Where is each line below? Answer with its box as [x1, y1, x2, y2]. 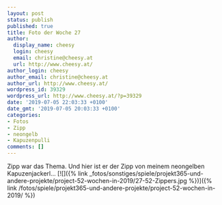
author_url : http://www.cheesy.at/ [7, 80, 109, 87]
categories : [7, 111, 41, 118]
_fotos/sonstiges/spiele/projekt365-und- [89, 169, 204, 178]
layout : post [7, 10, 44, 17]
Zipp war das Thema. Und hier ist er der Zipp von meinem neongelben [7, 162, 205, 170]
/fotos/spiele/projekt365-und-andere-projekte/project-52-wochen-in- [18, 184, 216, 192]
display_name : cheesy [13, 42, 75, 49]
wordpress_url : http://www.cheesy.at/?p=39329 [7, 93, 142, 100]
